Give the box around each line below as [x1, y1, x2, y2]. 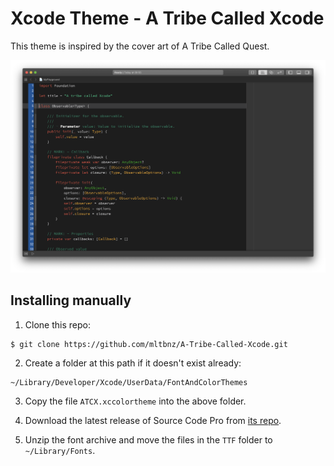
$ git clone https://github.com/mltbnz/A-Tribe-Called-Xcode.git [10, 339, 288, 349]
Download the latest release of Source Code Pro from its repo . [24, 414, 282, 426]
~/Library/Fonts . [24, 444, 96, 456]
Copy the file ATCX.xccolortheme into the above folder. [24, 395, 247, 407]
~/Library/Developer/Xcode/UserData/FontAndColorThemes [10, 377, 248, 387]
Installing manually [10, 292, 132, 309]
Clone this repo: [24, 318, 91, 331]
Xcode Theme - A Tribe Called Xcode [10, 7, 325, 30]
